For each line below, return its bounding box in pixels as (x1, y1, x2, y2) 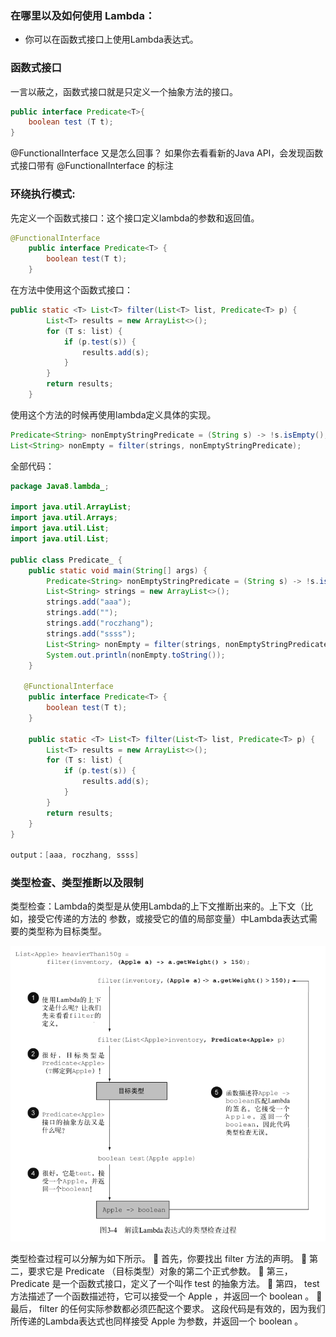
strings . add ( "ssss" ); (46, 628, 137, 639)
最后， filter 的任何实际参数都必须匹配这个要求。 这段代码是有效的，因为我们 (10, 1302, 326, 1314)
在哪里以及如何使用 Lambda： (10, 8, 156, 22)
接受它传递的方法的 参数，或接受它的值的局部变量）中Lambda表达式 (27, 913, 309, 925)
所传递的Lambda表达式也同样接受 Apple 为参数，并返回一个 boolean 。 (10, 1315, 304, 1327)
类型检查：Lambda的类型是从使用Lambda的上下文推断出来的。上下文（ (10, 900, 305, 912)
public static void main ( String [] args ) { (28, 565, 208, 576)
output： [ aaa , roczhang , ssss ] (10, 850, 140, 861)
